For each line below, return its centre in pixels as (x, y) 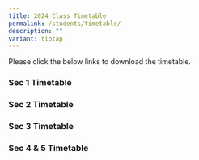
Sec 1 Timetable (40, 83)
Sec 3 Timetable (41, 127)
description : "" (36, 31)
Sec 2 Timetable (41, 105)
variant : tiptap (36, 39)
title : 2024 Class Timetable (57, 16)
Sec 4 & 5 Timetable (49, 148)
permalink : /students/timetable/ (65, 24)
